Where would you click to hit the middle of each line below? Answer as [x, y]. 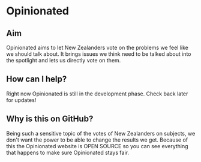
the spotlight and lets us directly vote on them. [64, 60]
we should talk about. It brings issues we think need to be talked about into [99, 54]
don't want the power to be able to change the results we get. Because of [97, 140]
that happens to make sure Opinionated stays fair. [67, 152]
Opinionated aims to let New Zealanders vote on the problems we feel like [97, 47]
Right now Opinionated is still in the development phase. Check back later [97, 94]
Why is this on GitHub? [50, 119]
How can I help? [37, 79]
